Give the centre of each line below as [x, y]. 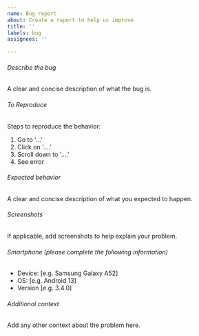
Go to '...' [30, 140]
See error [31, 161]
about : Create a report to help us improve [71, 20]
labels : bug [24, 33]
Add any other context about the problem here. [74, 325]
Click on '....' [34, 147]
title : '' [21, 26]
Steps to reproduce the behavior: [54, 126]
